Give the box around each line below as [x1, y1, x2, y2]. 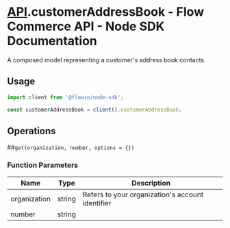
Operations [7, 125, 56, 137]
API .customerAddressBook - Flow [7, 4, 204, 20]
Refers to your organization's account [82, 190, 204, 199]
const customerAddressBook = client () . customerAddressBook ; [7, 106, 183, 113]
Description [131, 178, 171, 188]
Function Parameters [7, 160, 79, 170]
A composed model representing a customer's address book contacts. [7, 55, 207, 64]
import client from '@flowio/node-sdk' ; [7, 94, 125, 101]
